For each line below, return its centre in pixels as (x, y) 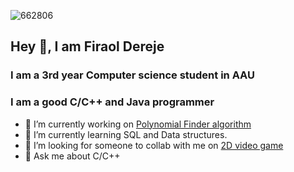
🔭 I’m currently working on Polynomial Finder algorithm (138, 124)
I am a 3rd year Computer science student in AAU (132, 75)
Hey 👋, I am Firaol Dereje (87, 46)
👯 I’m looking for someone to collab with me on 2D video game (154, 145)
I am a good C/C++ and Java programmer (112, 102)
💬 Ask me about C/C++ (72, 156)
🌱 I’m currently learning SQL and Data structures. (126, 134)
